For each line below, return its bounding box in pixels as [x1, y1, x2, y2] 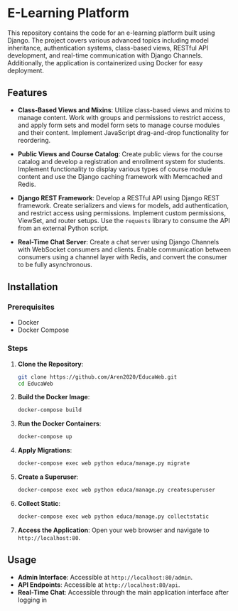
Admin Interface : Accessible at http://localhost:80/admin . [17, 573, 193, 581]
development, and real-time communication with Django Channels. [7, 51, 203, 60]
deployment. [7, 66, 44, 75]
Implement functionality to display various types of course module [17, 165, 212, 173]
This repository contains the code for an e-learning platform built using [7, 28, 215, 37]
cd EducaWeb [17, 380, 53, 387]
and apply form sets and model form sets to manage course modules [17, 121, 220, 129]
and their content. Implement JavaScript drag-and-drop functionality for [17, 128, 229, 136]
